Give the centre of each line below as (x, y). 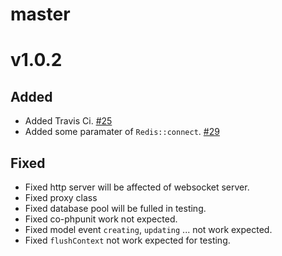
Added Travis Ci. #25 (68, 121)
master (40, 14)
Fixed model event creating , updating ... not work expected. (148, 229)
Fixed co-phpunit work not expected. (101, 219)
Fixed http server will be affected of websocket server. (137, 187)
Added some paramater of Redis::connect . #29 (122, 132)
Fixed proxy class (61, 197)
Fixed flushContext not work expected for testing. (127, 240)
